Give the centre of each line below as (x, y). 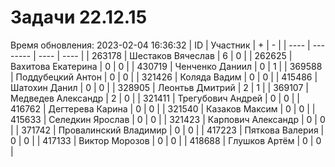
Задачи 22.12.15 (79, 17)
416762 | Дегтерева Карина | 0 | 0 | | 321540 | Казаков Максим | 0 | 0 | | (163, 108)
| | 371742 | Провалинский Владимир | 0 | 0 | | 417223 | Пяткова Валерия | (167, 130)
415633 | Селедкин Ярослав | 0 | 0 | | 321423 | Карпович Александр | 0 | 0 (168, 119)
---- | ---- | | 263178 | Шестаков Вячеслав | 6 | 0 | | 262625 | (165, 55)
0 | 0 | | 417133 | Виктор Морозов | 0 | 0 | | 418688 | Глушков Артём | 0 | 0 (166, 140)
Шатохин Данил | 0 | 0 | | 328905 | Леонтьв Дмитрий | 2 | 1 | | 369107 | (159, 87)
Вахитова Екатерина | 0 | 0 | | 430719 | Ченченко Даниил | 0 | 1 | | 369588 (166, 66)
